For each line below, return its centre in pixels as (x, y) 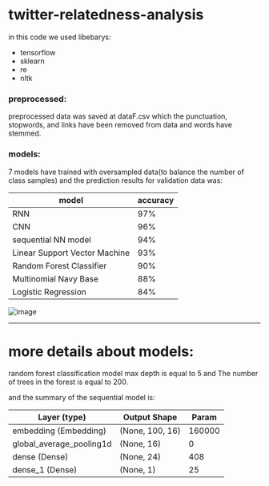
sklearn (32, 61)
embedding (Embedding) (59, 431)
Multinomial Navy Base (55, 278)
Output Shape (150, 417)
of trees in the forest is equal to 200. (68, 382)
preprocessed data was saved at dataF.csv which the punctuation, (118, 116)
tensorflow (38, 52)
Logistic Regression (49, 292)
